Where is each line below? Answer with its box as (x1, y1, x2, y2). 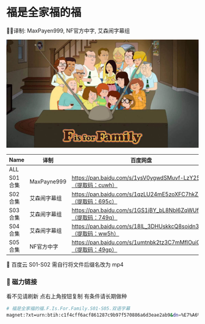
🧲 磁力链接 (6, 278, 38, 286)
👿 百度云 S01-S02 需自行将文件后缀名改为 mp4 (6, 260, 124, 268)
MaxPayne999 (29, 178, 67, 185)
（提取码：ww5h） (71, 230, 120, 237)
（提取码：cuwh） (71, 182, 118, 189)
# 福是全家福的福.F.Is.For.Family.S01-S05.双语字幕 (6, 306, 131, 312)
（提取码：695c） (71, 197, 118, 205)
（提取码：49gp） (71, 246, 118, 254)
